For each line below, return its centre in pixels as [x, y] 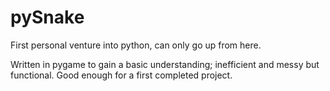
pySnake [47, 17]
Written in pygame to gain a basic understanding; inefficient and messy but [165, 64]
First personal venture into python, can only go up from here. [136, 45]
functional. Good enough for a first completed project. [121, 75]
